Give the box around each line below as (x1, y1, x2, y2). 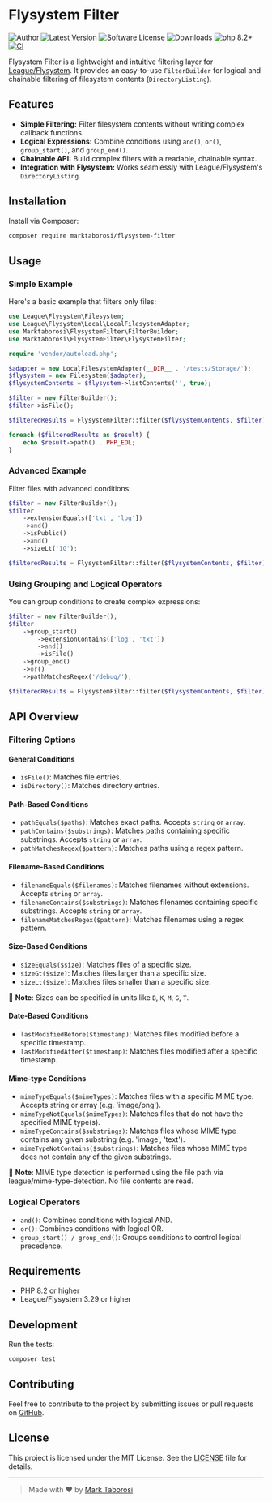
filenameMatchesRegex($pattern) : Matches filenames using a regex (19, 914, 244, 924)
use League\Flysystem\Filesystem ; (8, 312, 125, 321)
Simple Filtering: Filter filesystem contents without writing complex (19, 119, 245, 129)
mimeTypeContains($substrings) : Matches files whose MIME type (19, 1126, 237, 1136)
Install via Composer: (8, 216, 79, 225)
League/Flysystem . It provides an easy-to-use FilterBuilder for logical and (8, 65, 261, 75)
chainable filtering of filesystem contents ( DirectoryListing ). (8, 74, 212, 84)
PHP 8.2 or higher (19, 1285, 80, 1295)
